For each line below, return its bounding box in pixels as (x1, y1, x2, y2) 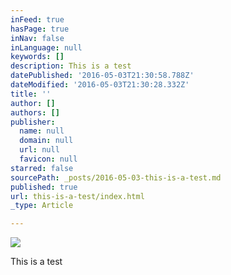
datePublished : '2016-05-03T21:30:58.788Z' (10, 71, 195, 81)
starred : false (10, 163, 74, 173)
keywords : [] (10, 52, 65, 62)
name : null (19, 126, 65, 136)
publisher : (10, 117, 56, 127)
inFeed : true (10, 14, 65, 25)
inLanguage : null (10, 42, 83, 53)
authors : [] (10, 107, 60, 118)
